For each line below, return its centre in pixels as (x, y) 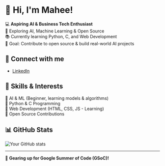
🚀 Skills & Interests (34, 86)
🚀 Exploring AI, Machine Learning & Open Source (55, 31)
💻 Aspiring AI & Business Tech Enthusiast (49, 24)
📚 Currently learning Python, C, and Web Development (61, 36)
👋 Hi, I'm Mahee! (39, 10)
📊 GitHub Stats (29, 130)
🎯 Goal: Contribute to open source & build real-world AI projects (70, 43)
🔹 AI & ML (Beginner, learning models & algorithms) (57, 98)
